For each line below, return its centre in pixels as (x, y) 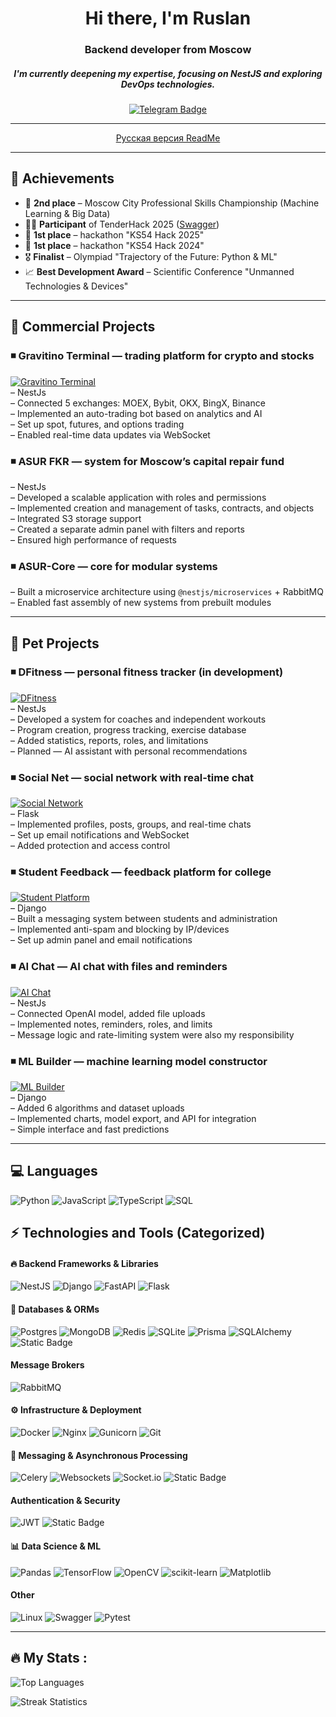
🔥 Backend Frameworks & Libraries (84, 1263)
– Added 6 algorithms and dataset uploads (97, 1108)
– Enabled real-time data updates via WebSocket (110, 434)
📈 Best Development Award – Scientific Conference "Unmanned (159, 271)
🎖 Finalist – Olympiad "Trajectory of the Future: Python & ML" (151, 256)
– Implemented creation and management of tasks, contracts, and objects (162, 508)
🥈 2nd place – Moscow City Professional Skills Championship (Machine (172, 203)
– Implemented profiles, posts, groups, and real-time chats (131, 824)
